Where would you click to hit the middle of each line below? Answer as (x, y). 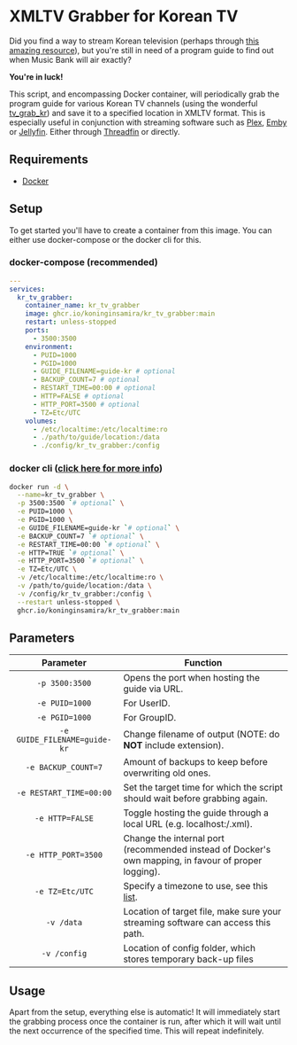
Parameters (42, 638)
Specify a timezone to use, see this (195, 886)
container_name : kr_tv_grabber (83, 306)
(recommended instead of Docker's (197, 850)
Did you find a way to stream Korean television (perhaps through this (134, 41)
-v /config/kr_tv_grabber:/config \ (84, 594)
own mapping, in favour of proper (193, 861)
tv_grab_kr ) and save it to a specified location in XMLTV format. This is (137, 113)
